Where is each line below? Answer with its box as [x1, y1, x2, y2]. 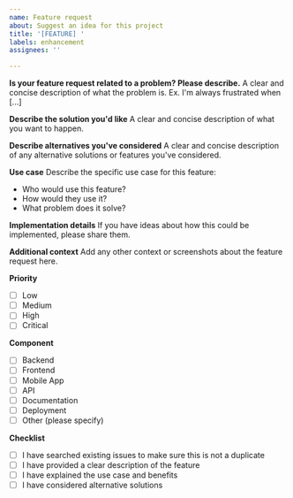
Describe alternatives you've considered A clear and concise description [9, 141, 280, 151]
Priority [9, 273, 38, 284]
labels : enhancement [9, 37, 86, 47]
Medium [21, 300, 53, 310]
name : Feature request [9, 12, 93, 22]
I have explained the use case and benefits [21, 470, 178, 480]
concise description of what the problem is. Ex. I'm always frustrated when [9, 88, 282, 98]
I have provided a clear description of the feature [21, 459, 200, 470]
